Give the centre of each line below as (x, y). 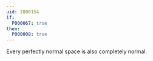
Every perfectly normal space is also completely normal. (77, 51)
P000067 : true (29, 23)
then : (13, 29)
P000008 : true (29, 34)
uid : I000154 (23, 12)
